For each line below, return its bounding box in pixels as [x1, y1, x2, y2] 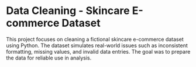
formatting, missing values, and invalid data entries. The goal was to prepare [6, 48, 191, 55]
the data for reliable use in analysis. [6, 54, 92, 61]
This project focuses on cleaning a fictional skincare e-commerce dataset [6, 36, 184, 43]
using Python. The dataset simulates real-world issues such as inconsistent [6, 42, 188, 49]
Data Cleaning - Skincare [6, 4, 130, 17]
